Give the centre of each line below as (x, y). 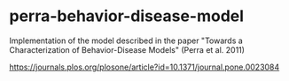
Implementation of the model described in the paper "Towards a (126, 40)
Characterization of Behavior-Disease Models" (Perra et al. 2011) (127, 49)
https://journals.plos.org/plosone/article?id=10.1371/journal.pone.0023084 (144, 67)
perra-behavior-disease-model (127, 16)
